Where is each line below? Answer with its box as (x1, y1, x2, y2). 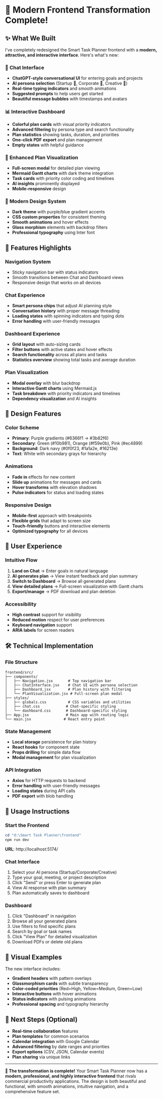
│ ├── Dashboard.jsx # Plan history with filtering (5, 687, 131, 692)
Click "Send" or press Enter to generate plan (12, 880, 101, 886)
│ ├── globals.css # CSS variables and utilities (5, 699, 131, 704)
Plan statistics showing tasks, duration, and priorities (12, 131, 119, 138)
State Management (5, 728, 51, 734)
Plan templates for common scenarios (12, 1033, 89, 1039)
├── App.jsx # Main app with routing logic (5, 712, 130, 717)
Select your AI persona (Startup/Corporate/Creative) (12, 870, 117, 875)
